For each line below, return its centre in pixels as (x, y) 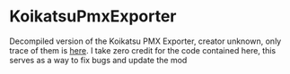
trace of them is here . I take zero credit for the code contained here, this (143, 50)
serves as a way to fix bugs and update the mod (98, 60)
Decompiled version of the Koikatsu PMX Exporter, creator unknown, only (145, 41)
